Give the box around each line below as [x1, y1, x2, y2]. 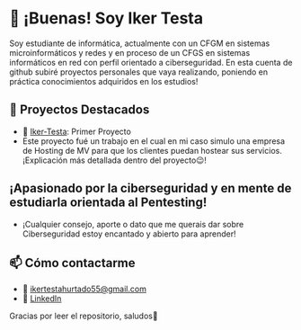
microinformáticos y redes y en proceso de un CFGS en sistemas [9, 47, 251, 58]
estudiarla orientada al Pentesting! [9, 195, 208, 210]
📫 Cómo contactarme [9, 255, 137, 271]
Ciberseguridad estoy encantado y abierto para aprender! [22, 228, 236, 239]
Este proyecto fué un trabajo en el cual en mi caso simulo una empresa [22, 135, 286, 147]
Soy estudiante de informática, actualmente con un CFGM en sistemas [9, 38, 270, 49]
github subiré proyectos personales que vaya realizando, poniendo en [9, 67, 269, 77]
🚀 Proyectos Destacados [9, 103, 150, 118]
